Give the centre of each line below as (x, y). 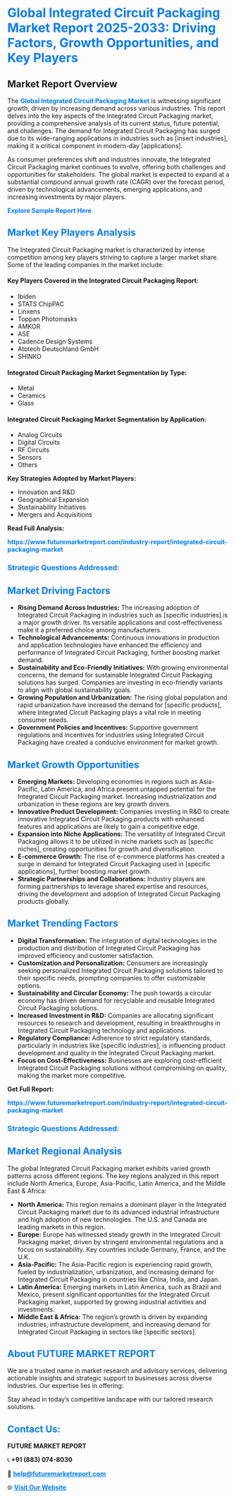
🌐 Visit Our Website (37, 1487)
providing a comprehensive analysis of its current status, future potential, (113, 123)
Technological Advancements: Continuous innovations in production (118, 638)
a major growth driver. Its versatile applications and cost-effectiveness (120, 622)
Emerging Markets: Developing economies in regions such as (107, 781)
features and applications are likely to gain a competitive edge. (108, 826)
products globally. (44, 901)
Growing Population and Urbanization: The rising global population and (122, 698)
